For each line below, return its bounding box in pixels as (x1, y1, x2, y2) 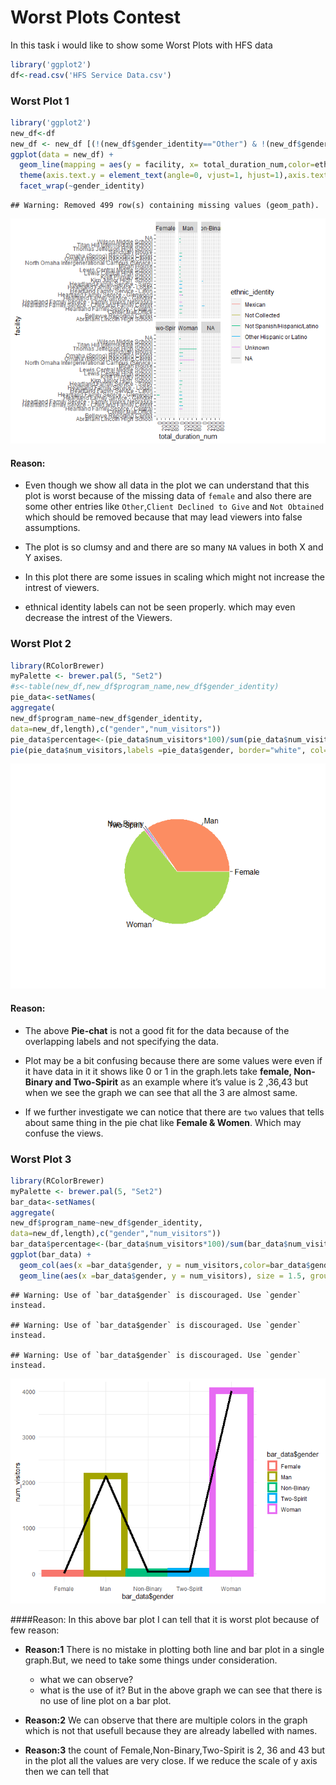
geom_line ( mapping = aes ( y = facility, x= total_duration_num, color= (19, 160, 315, 170)
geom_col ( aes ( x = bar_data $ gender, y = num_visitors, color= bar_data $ (19, 1260, 311, 1270)
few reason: (10, 1624, 60, 1636)
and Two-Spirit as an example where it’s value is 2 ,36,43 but (54, 1076, 309, 1088)
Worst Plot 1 (10, 94, 70, 108)
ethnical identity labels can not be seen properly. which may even (24, 601, 296, 613)
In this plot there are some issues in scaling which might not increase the (24, 571, 325, 583)
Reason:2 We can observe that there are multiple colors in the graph (24, 1714, 308, 1726)
